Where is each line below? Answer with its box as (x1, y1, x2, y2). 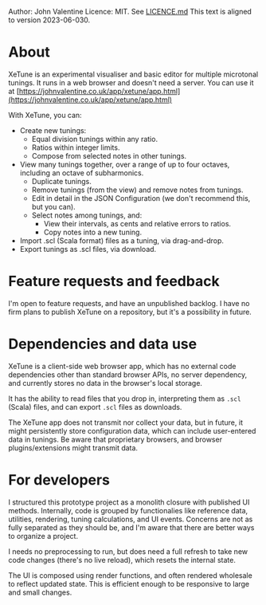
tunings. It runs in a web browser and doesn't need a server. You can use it (8, 77, 254, 87)
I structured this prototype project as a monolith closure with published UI (8, 497, 250, 507)
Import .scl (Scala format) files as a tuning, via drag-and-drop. (19, 235, 225, 246)
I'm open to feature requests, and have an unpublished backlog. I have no (8, 298, 250, 308)
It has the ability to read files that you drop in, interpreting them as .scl (8, 394, 241, 403)
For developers (8, 471, 110, 489)
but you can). (31, 202, 76, 211)
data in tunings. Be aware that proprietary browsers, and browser (8, 434, 223, 444)
